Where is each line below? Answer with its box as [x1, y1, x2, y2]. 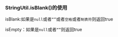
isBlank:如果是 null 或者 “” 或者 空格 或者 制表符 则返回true [5, 16, 113, 22]
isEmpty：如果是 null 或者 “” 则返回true [5, 27, 83, 33]
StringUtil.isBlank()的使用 [5, 4, 68, 11]
